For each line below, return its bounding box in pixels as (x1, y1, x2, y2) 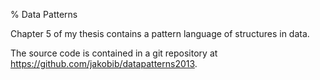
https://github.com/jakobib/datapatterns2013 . (10, 58, 198, 69)
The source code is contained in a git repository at (10, 47, 218, 59)
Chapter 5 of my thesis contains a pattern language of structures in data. (10, 28, 310, 39)
